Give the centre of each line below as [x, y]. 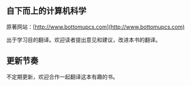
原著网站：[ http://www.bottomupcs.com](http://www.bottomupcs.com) [95, 27]
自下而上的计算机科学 [46, 11]
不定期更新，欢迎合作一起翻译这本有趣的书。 [62, 77]
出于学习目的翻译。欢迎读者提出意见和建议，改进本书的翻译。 [84, 40]
